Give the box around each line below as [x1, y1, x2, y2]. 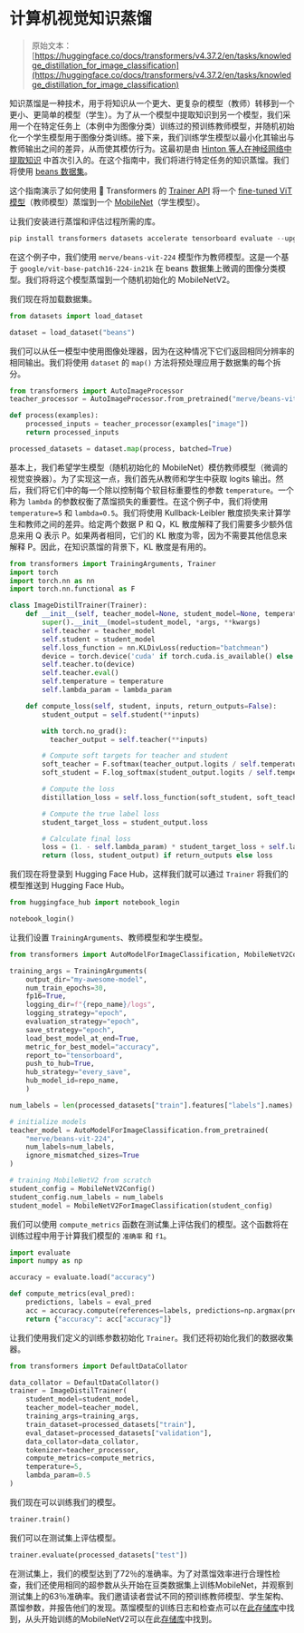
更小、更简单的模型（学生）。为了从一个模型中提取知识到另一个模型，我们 [9, 109, 283, 120]
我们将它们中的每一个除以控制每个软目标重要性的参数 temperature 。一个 [24, 484, 294, 495]
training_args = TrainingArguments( [9, 966, 147, 975]
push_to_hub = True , [25, 1059, 95, 1069]
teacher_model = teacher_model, [25, 1403, 140, 1413]
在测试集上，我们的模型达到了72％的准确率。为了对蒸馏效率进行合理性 [9, 1568, 273, 1579]
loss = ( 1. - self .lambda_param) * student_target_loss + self [42, 843, 285, 852]
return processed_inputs [25, 428, 119, 437]
